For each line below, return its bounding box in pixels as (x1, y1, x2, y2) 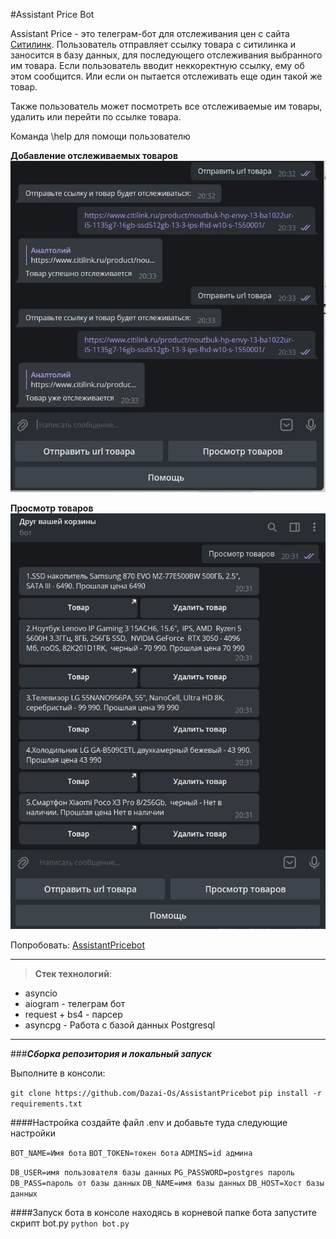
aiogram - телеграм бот (24, 998, 126, 1010)
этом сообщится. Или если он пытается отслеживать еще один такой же (10, 70, 323, 82)
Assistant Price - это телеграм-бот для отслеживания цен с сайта (10, 28, 290, 39)
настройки (10, 1127, 56, 1139)
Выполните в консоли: (10, 1067, 106, 1079)
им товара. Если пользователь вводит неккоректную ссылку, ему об (10, 60, 305, 71)
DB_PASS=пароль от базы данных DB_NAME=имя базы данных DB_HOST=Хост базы (10, 1179, 325, 1189)
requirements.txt (10, 1099, 83, 1109)
